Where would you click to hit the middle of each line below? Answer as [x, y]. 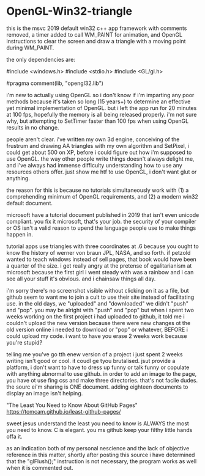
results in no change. [33, 127]
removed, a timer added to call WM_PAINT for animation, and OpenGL [94, 34]
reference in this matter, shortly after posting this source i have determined [101, 455]
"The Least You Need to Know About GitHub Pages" [72, 405]
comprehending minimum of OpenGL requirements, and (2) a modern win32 [102, 196]
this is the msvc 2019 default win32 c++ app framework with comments [97, 28]
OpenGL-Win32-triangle [69, 11]
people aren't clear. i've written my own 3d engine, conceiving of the [93, 139]
